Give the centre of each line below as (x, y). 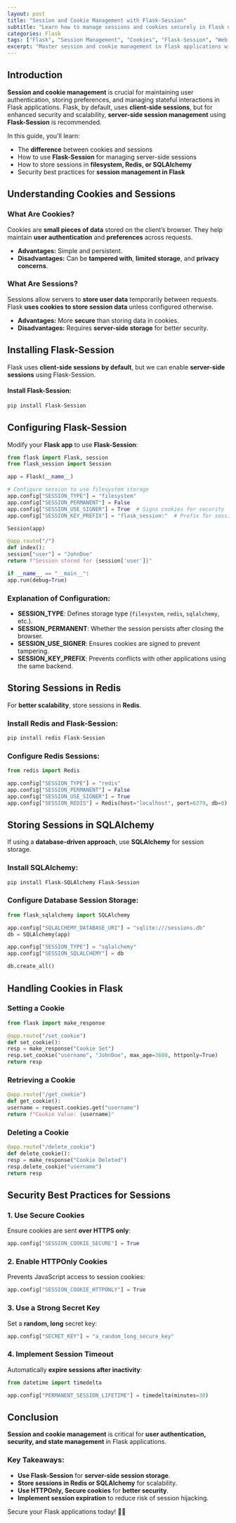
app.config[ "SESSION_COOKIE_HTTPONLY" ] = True (77, 1290)
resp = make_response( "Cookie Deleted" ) (67, 1160)
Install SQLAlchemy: (43, 868)
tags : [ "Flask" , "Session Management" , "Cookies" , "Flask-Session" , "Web (118, 40)
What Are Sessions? (43, 284)
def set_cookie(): (34, 1042)
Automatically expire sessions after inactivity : (75, 1369)
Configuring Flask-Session (67, 428)
